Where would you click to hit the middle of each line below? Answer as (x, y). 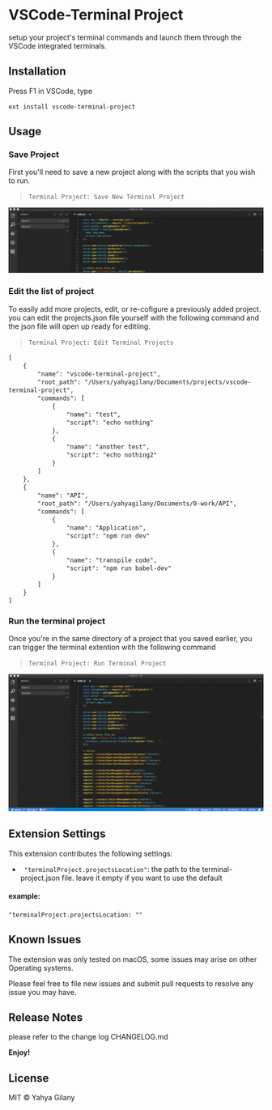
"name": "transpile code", (112, 560)
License (29, 1078)
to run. (19, 181)
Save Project (34, 155)
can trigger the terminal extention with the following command (112, 647)
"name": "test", (93, 415)
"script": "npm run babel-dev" (119, 568)
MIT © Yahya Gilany (42, 1098)
